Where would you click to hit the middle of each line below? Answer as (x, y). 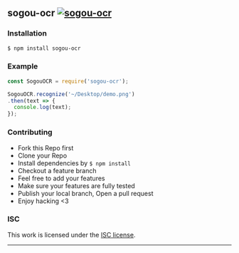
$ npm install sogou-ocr (44, 48)
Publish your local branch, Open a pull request (85, 193)
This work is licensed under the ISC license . (71, 234)
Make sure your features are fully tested (76, 185)
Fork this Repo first (46, 148)
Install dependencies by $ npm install (74, 163)
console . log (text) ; (43, 108)
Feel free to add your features (61, 178)
